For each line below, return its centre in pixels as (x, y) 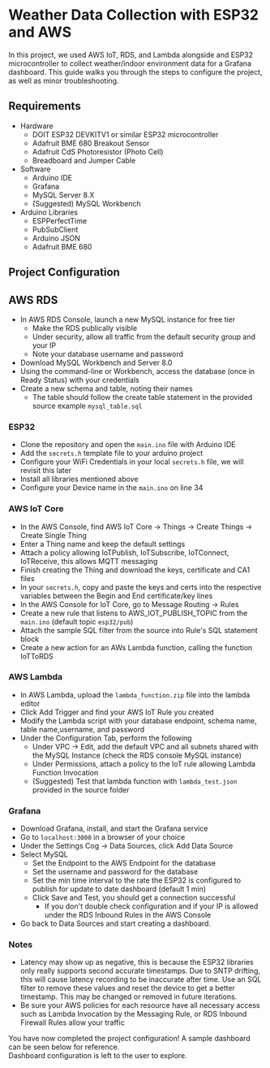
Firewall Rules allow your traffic (73, 1022)
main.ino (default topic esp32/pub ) (77, 621)
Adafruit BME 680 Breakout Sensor (91, 143)
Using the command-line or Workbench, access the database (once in (137, 371)
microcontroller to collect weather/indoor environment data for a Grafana (130, 63)
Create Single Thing (54, 535)
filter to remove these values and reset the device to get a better (127, 988)
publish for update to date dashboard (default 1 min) (119, 889)
